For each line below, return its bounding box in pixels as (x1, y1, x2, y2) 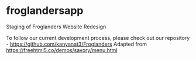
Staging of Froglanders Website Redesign (6, 23, 106, 30)
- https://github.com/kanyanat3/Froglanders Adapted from (6, 40, 147, 47)
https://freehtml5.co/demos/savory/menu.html (6, 46, 118, 53)
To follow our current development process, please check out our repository (6, 34, 190, 41)
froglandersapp (6, 4, 84, 17)
